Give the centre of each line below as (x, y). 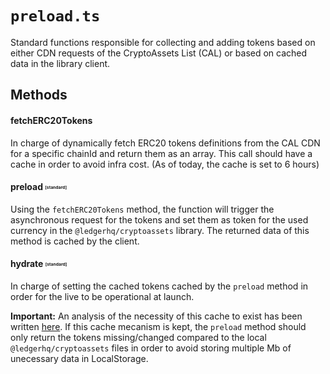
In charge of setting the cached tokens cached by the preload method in (159, 286)
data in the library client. (60, 63)
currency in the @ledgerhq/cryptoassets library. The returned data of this (160, 230)
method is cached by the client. (75, 241)
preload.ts (55, 16)
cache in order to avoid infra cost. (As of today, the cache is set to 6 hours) (165, 164)
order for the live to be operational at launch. (102, 296)
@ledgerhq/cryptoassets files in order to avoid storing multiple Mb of (151, 348)
